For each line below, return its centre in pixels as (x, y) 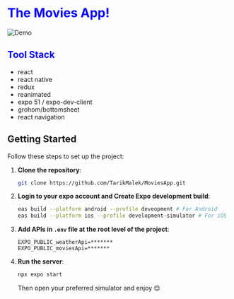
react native (35, 79)
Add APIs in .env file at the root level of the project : (93, 229)
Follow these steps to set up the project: (66, 156)
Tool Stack (31, 55)
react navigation (41, 117)
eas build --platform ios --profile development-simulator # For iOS (122, 216)
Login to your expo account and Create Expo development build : (114, 197)
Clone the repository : (49, 170)
